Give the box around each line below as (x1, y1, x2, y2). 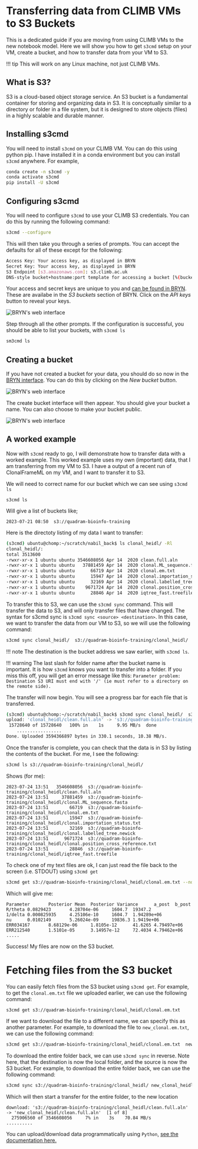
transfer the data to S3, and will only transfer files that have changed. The (6, 607, 185, 614)
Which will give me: (6, 890, 54, 897)
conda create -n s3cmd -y (6, 168, 70, 175)
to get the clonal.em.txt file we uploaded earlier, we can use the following (6, 989, 187, 997)
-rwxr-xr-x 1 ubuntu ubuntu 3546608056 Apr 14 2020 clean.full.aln (6, 557, 178, 563)
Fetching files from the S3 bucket (6, 963, 173, 976)
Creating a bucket (6, 355, 73, 365)
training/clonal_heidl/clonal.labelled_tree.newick (6, 830, 136, 836)
